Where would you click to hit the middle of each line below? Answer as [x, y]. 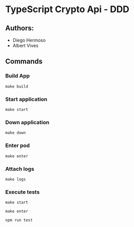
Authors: [20, 28]
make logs [16, 179]
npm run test [19, 220]
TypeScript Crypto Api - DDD [67, 9]
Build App [18, 76]
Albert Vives [25, 46]
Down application [27, 122]
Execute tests [22, 192]
